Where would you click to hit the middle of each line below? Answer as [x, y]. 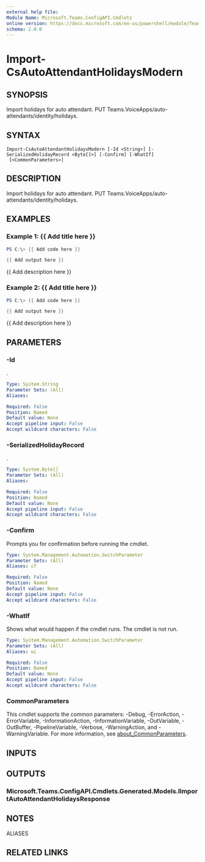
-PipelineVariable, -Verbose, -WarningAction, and [95, 728]
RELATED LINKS [37, 853]
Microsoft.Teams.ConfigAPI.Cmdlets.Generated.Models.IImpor [102, 791]
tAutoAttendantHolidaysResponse [58, 798]
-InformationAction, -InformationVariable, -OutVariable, [112, 721]
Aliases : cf [21, 566]
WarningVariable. [28, 734]
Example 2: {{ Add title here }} [52, 288]
